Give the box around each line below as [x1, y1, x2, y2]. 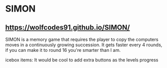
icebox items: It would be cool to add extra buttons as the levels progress [5, 57, 158, 63]
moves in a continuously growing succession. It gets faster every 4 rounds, [5, 42, 162, 48]
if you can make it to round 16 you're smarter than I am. [5, 47, 121, 53]
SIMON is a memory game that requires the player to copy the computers [5, 36, 159, 42]
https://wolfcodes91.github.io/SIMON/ [5, 23, 130, 32]
